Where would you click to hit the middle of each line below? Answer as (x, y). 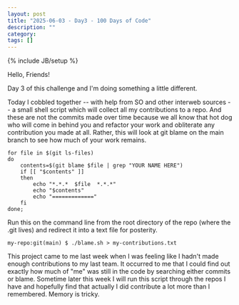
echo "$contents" (59, 191)
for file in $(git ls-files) (51, 153)
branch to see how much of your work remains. (77, 140)
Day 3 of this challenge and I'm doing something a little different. (102, 88)
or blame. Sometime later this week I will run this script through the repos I (117, 279)
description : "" (31, 27)
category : (22, 34)
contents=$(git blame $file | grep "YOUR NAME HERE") (102, 166)
